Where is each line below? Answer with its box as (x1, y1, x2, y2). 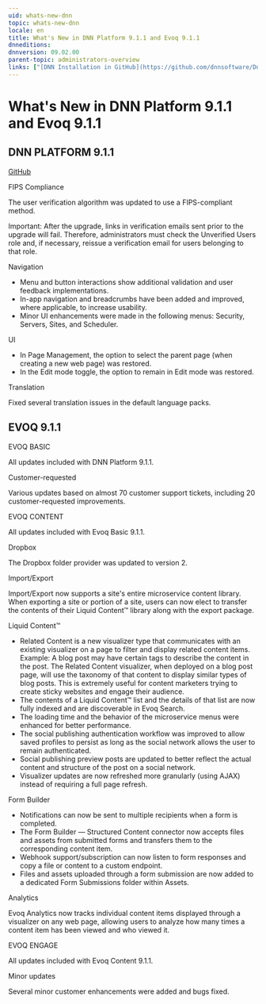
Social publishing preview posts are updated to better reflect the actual (19, 754, 252, 764)
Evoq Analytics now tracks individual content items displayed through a (8, 908, 241, 918)
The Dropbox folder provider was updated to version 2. (8, 558, 188, 567)
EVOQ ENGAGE (8, 941, 59, 950)
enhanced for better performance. (19, 720, 132, 730)
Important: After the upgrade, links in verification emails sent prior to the (8, 221, 244, 231)
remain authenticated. (19, 745, 92, 755)
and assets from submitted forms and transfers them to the (19, 835, 213, 845)
